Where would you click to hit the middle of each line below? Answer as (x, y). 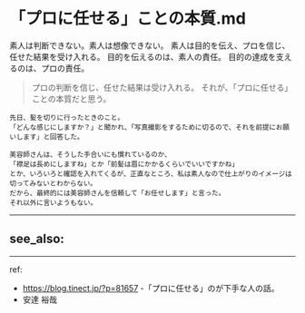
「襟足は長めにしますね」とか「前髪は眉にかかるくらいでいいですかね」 (124, 164)
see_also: (37, 239)
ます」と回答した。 (53, 137)
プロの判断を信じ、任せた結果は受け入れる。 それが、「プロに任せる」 (162, 87)
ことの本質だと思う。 (71, 98)
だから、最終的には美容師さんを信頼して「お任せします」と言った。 (118, 193)
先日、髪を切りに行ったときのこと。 (67, 117)
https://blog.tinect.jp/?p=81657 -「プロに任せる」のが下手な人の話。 (151, 288)
